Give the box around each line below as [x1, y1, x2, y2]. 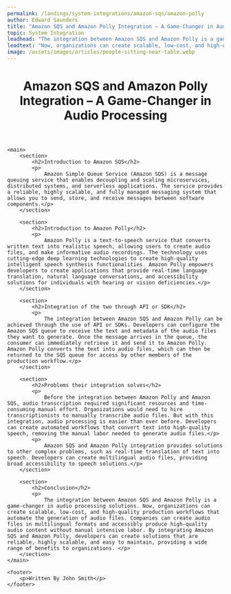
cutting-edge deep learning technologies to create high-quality [7, 255, 198, 262]
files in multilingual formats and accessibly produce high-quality [7, 521, 208, 528]
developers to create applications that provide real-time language [7, 267, 208, 275]
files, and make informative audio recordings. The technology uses [7, 249, 208, 256]
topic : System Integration [7, 29, 85, 37]
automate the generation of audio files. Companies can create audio [7, 515, 211, 522]
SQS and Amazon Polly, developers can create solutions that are [7, 533, 198, 540]
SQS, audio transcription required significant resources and [7, 400, 189, 407]
